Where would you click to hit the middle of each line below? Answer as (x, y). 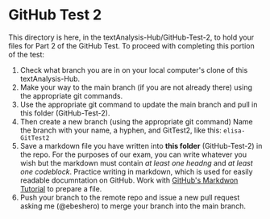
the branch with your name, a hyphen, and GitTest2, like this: (120, 130)
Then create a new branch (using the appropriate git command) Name (136, 121)
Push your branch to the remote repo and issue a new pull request (130, 197)
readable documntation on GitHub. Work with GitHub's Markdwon (129, 180)
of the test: (27, 54)
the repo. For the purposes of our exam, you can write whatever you (133, 154)
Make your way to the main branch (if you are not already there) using (136, 87)
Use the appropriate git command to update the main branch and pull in (139, 104)
